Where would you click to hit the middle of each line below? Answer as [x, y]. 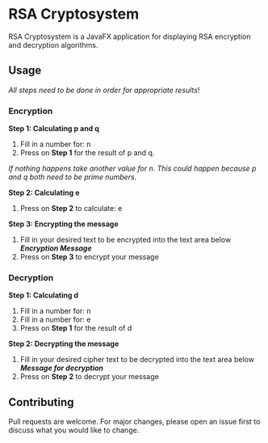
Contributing [41, 402]
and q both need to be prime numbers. [73, 177]
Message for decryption [61, 368]
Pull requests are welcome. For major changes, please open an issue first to [134, 422]
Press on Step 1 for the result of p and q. [87, 153]
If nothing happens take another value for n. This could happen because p [132, 169]
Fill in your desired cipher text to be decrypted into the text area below [137, 360]
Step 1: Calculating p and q [54, 129]
